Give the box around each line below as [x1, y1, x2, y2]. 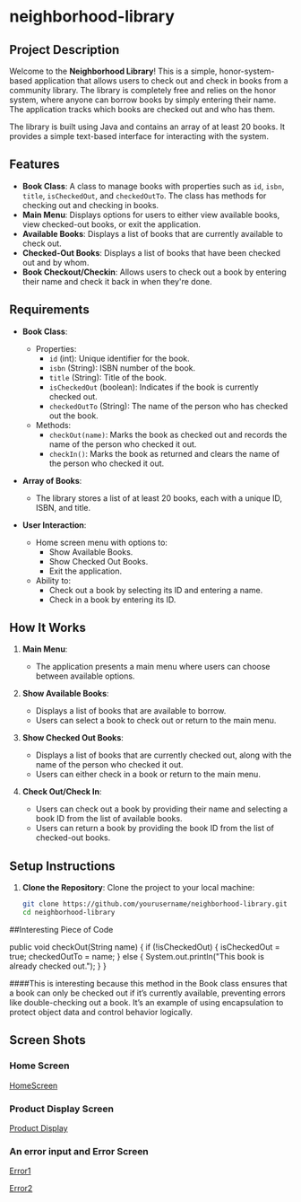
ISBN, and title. [35, 502, 91, 513]
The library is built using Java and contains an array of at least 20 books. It [9, 121, 285, 132]
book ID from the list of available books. [35, 813, 183, 824]
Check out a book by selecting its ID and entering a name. [48, 584, 263, 595]
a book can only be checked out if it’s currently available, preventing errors [9, 987, 286, 998]
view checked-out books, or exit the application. [21, 218, 202, 230]
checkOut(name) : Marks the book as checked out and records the [48, 429, 288, 440]
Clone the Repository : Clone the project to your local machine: [21, 882, 255, 893]
